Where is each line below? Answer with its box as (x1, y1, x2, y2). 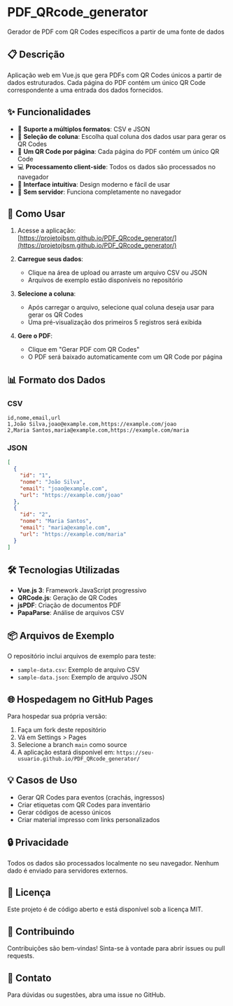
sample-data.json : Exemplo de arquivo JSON (17, 673, 147, 682)
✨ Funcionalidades (7, 106, 91, 118)
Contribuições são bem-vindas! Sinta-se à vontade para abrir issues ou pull (7, 944, 225, 953)
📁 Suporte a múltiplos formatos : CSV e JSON (17, 124, 150, 133)
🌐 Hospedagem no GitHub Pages (7, 693, 154, 706)
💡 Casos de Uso (7, 774, 78, 786)
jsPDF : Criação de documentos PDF (17, 601, 122, 609)
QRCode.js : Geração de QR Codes (17, 594, 118, 602)
